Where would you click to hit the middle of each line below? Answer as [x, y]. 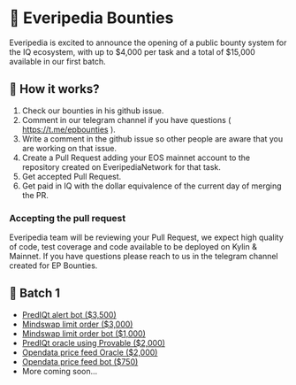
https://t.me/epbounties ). [69, 129]
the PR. [35, 195]
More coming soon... [60, 371]
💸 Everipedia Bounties [91, 18]
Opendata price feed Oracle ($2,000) [90, 352]
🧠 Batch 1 [34, 293]
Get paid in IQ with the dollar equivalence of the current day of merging [152, 186]
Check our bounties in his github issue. [93, 111]
